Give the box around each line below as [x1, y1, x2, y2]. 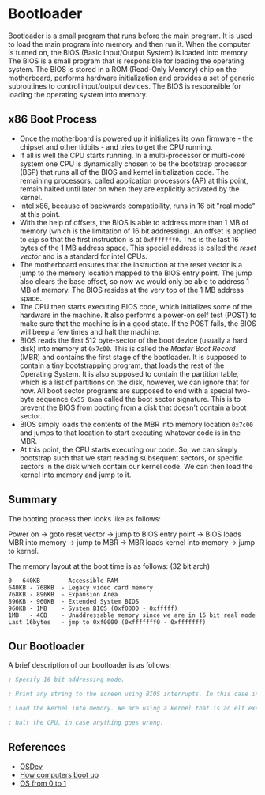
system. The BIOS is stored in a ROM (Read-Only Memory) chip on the [8, 64, 237, 74]
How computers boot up [19, 770, 99, 779]
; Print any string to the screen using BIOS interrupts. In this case [8, 690, 248, 698]
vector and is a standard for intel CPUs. [19, 251, 147, 261]
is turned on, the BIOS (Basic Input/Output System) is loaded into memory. [8, 47, 250, 57]
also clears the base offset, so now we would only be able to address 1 [19, 276, 250, 286]
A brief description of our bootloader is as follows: [8, 661, 172, 670]
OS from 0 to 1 [19, 778, 67, 788]
